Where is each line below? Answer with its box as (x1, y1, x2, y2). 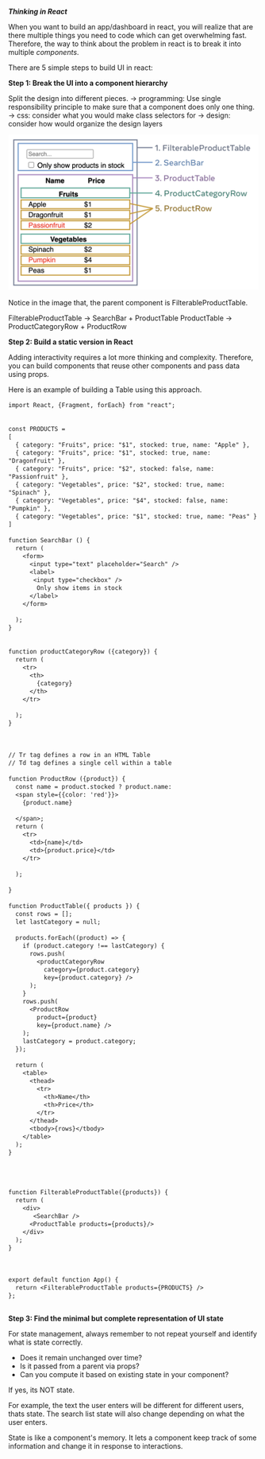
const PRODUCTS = (8, 425, 66, 433)
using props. (8, 370, 49, 379)
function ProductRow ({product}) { (8, 775, 126, 783)
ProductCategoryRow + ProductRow (8, 322, 127, 332)
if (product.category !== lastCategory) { (22, 942, 165, 950)
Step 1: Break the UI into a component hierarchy (8, 79, 168, 87)
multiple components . (8, 48, 79, 56)
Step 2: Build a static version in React (8, 337, 133, 347)
